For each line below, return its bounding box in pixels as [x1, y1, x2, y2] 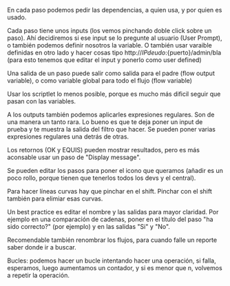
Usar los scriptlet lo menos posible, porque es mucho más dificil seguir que [7, 90, 221, 98]
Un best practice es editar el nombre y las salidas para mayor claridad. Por [7, 208, 219, 216]
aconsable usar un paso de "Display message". [7, 153, 141, 161]
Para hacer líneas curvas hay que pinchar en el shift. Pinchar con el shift [7, 187, 212, 195]
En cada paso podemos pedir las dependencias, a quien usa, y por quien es [7, 6, 222, 14]
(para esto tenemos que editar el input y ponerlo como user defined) [7, 56, 202, 64]
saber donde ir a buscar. [7, 243, 77, 251]
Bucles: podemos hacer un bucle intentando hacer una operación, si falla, [7, 256, 216, 265]
